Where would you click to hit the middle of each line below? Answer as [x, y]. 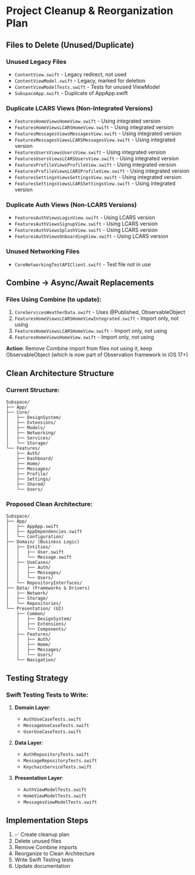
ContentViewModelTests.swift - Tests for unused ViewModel [87, 87]
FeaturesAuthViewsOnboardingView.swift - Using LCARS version [91, 237]
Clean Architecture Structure [60, 373]
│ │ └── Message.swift [39, 558]
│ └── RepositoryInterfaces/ [44, 583]
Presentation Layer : [39, 778]
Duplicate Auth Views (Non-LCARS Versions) [71, 205]
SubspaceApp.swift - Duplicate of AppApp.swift [71, 93]
